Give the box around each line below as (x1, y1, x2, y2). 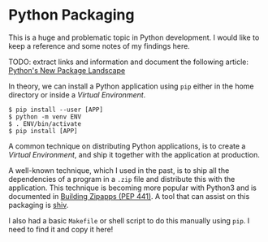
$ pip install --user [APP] (8, 106, 104, 114)
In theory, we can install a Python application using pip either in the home (8, 81, 254, 91)
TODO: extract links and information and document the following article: (8, 57, 249, 67)
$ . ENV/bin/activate (8, 119, 82, 127)
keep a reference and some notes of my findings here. (8, 41, 191, 50)
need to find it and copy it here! (8, 224, 114, 234)
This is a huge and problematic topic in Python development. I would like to (8, 32, 260, 42)
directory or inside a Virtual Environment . (8, 89, 146, 99)
